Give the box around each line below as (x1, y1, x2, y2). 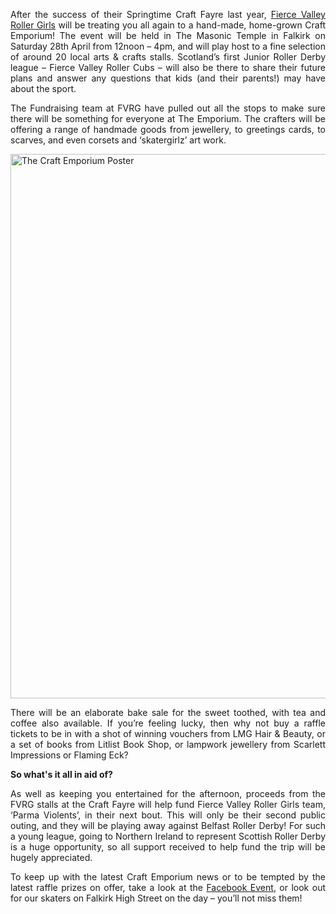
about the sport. (10, 83, 77, 94)
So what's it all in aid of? (10, 769, 113, 780)
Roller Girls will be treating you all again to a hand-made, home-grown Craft (10, 19, 326, 31)
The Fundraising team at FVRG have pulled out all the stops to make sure (10, 102, 326, 114)
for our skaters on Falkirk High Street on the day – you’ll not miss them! (10, 892, 303, 904)
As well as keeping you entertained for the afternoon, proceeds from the (10, 788, 326, 799)
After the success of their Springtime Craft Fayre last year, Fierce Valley (10, 9, 326, 20)
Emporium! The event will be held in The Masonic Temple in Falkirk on (10, 30, 326, 41)
